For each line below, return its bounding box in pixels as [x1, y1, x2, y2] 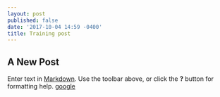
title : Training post [7, 30, 71, 37]
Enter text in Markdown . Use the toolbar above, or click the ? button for [7, 75, 214, 83]
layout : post [7, 10, 46, 18]
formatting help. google [7, 82, 76, 91]
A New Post [7, 56, 60, 67]
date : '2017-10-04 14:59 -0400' [7, 23, 102, 30]
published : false [7, 17, 59, 24]
